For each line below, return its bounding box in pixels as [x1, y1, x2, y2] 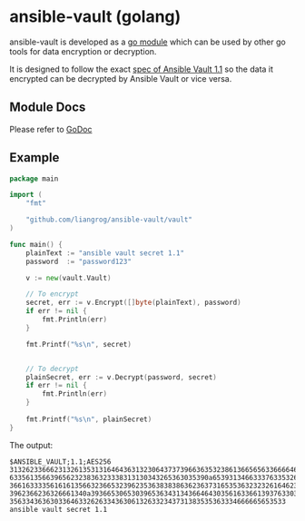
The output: [9, 439, 54, 450]
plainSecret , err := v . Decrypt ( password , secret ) [25, 372, 218, 382]
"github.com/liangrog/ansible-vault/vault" [25, 215, 193, 224]
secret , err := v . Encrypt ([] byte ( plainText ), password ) [25, 298, 242, 308]
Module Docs [9, 100, 86, 115]
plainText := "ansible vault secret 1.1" [25, 248, 184, 258]
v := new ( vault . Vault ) [25, 273, 112, 282]
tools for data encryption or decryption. [9, 45, 157, 56]
